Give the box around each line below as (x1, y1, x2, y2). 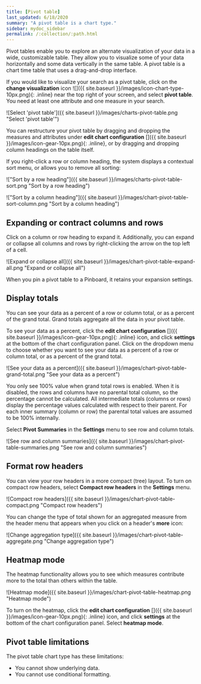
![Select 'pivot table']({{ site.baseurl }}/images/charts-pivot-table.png (6, 109, 178, 116)
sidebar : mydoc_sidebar (6, 25, 66, 32)
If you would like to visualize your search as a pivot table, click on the (6, 79, 178, 86)
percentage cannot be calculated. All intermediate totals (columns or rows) (6, 395, 191, 402)
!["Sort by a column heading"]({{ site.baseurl (6, 194, 117, 201)
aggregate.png (6, 538, 43, 545)
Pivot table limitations (6, 637, 89, 647)
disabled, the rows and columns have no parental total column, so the (6, 388, 178, 396)
